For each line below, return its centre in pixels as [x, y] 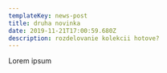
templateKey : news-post [48, 16]
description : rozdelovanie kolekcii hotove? [84, 38]
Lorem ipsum [30, 61]
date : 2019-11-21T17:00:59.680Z [62, 30]
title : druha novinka [45, 23]
